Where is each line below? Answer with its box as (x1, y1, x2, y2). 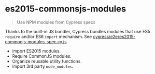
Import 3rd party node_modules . (12, 63, 73, 69)
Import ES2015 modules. (12, 48, 61, 54)
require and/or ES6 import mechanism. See (5, 34, 92, 39)
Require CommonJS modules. (12, 53, 71, 59)
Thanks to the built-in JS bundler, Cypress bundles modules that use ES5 (5, 28, 151, 34)
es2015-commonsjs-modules (5, 3, 127, 14)
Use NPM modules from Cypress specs (16, 19, 96, 25)
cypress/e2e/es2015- (93, 34, 136, 39)
